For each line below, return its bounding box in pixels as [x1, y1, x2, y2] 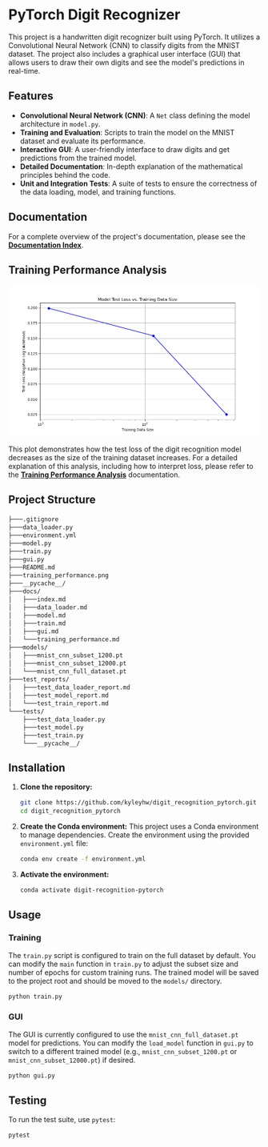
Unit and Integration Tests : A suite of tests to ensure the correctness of [19, 178, 258, 188]
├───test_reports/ [8, 675, 70, 684]
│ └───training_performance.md [8, 635, 120, 644]
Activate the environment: [19, 870, 110, 880]
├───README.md [8, 563, 56, 571]
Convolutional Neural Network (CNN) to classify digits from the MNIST [8, 40, 240, 50]
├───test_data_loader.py [22, 715, 106, 724]
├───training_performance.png [8, 571, 110, 580]
